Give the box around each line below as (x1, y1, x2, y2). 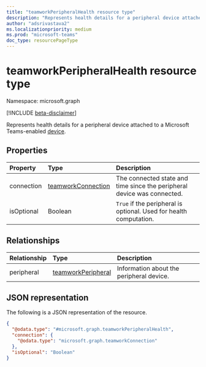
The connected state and (116, 174, 188, 182)
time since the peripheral (116, 182, 188, 190)
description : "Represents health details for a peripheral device (6, 15, 180, 21)
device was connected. (116, 189, 183, 198)
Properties (6, 145, 48, 156)
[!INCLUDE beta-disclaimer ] (6, 109, 77, 117)
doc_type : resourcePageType (6, 37, 78, 44)
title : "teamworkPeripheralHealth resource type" (6, 9, 136, 15)
